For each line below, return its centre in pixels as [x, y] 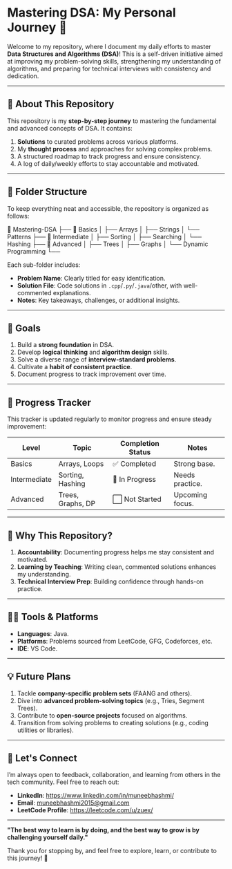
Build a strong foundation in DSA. [65, 345]
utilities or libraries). [45, 730]
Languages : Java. [43, 633]
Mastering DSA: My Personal [91, 13]
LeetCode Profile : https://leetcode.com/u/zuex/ [85, 810]
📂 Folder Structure [47, 192]
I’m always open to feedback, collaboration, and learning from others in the [114, 775]
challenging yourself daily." [48, 837]
